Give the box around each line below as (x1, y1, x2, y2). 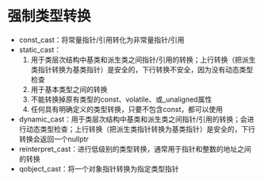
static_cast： (18, 44, 62, 54)
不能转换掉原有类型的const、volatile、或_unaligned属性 (30, 94, 212, 104)
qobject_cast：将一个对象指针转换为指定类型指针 (18, 164, 179, 173)
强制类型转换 (7, 7, 92, 25)
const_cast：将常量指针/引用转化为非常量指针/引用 (18, 35, 185, 44)
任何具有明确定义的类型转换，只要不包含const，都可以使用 (30, 104, 224, 114)
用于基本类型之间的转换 (30, 84, 108, 94)
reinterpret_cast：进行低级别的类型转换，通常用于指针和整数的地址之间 (18, 144, 251, 153)
